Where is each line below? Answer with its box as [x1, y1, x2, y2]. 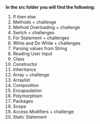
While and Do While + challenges [12, 40, 81, 46]
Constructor [12, 62, 38, 67]
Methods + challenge [12, 19, 56, 25]
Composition [12, 82, 39, 88]
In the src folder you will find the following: [5, 4, 96, 10]
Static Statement [12, 114, 47, 120]
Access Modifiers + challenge [12, 109, 74, 115]
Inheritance [12, 66, 37, 72]
